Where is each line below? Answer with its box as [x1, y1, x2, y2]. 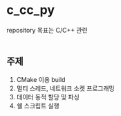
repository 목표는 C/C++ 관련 [6, 26, 88, 34]
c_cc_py [6, 2, 55, 18]
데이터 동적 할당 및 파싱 [16, 92, 80, 101]
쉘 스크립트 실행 [16, 101, 59, 110]
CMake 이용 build [16, 75, 66, 83]
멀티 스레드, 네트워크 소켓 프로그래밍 [16, 84, 115, 92]
